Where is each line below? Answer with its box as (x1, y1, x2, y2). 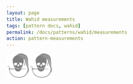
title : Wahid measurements (6, 16, 75, 23)
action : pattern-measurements (6, 35, 84, 42)
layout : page (6, 10, 40, 16)
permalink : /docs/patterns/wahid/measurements (6, 29, 127, 35)
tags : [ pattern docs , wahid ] (6, 23, 81, 29)
